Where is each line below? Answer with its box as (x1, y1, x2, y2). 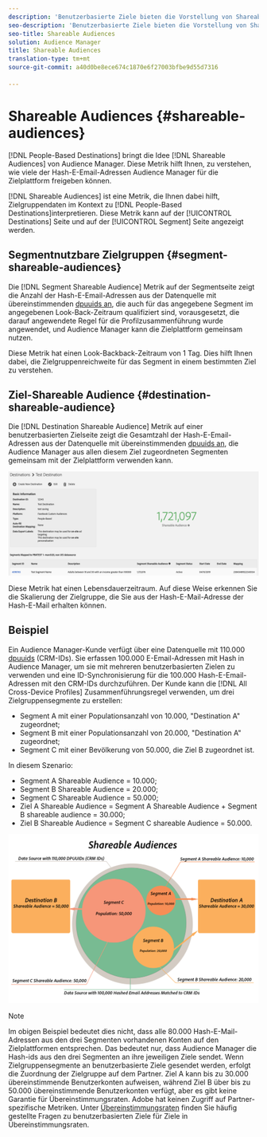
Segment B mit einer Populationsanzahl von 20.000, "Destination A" (19, 728, 242, 738)
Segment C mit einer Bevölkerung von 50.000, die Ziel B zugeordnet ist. (19, 745, 255, 754)
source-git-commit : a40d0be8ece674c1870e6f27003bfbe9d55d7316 (8, 64, 219, 72)
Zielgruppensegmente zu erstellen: (8, 695, 123, 705)
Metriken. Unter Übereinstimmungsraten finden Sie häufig (47, 1103, 238, 1112)
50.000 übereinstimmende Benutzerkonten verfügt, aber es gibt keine (8, 1085, 237, 1096)
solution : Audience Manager (8, 38, 102, 46)
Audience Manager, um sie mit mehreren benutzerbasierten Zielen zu (8, 662, 236, 671)
